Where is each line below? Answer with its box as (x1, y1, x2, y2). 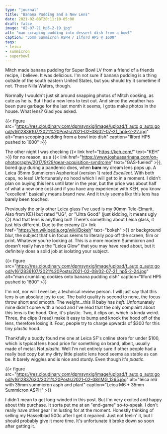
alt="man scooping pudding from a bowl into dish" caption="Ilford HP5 (5, 134, 151, 140)
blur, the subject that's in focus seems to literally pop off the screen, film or (5, 232, 159, 239)
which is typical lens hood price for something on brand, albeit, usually (5, 341, 150, 347)
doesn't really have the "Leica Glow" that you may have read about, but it (5, 243, 155, 249)
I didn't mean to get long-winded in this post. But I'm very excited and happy (5, 397, 162, 403)
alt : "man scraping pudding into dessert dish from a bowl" (5, 30, 133, 35)
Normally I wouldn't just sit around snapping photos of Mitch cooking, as (5, 92, 154, 98)
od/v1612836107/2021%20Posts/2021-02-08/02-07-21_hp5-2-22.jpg (5, 129, 147, 135)
